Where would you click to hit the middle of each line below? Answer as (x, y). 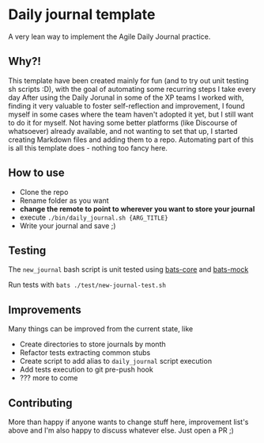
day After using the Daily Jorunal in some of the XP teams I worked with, (126, 97)
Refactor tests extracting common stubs (85, 353)
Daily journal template (82, 15)
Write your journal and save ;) (68, 225)
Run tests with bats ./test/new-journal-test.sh (87, 285)
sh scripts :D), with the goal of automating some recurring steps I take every (132, 89)
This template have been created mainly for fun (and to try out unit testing (128, 80)
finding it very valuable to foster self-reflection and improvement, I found (126, 105)
